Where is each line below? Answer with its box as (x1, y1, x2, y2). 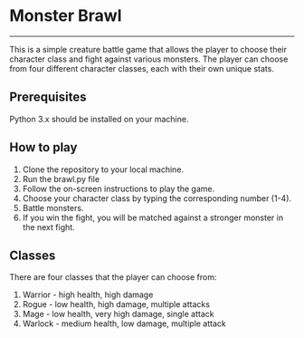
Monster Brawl (9, 5, 122, 26)
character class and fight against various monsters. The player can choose (9, 53, 289, 64)
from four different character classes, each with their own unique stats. (9, 63, 274, 73)
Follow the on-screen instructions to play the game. (22, 183, 215, 194)
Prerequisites (9, 90, 87, 105)
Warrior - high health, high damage (22, 289, 154, 300)
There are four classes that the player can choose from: (9, 272, 217, 283)
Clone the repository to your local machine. (22, 164, 184, 175)
